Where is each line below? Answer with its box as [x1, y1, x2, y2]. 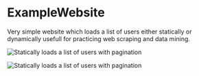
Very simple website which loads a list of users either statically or [7, 27, 192, 36]
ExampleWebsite [7, 5, 105, 21]
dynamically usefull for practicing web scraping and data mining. [7, 34, 191, 42]
